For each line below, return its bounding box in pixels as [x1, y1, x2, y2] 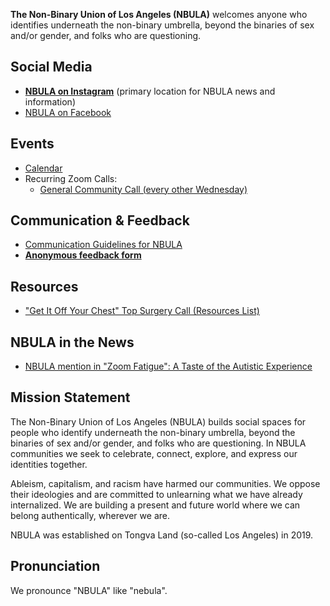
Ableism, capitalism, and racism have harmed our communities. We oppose [10, 477, 321, 489]
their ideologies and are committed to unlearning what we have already [10, 488, 303, 500]
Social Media [10, 59, 93, 76]
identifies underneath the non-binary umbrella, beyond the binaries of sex [10, 19, 315, 31]
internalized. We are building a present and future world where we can [10, 499, 301, 511]
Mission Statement [10, 389, 131, 406]
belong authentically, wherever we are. [10, 509, 170, 521]
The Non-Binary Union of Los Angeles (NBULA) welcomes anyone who [10, 9, 308, 20]
